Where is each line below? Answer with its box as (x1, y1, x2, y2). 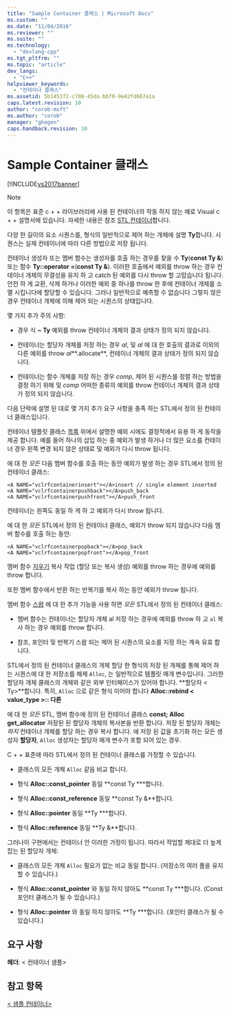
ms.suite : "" (7, 36, 45, 43)
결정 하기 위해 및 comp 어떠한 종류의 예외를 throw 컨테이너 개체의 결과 (16, 381, 207, 389)
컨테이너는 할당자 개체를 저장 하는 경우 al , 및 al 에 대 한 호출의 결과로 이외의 (16, 341, 220, 349)
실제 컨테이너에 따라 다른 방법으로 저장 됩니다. (25, 239, 148, 247)
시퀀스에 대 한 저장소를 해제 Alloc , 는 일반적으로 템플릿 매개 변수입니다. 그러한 (14, 670, 224, 678)
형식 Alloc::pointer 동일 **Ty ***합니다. (16, 809, 127, 817)
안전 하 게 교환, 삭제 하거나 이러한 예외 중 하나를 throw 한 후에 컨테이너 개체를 (7, 280, 215, 288)
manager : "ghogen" (7, 118, 60, 126)
